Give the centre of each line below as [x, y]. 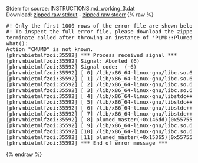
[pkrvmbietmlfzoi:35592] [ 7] [50, 114]
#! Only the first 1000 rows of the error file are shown [92, 26]
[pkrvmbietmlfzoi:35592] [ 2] [50, 84]
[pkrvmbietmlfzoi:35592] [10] [50, 131]
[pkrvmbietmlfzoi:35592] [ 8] [50, 120]
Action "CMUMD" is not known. [50, 49]
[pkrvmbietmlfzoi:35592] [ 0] [50, 73]
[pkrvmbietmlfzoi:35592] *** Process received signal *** [92, 55]
